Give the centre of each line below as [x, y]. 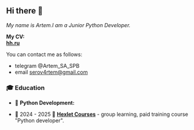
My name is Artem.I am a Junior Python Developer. [68, 25]
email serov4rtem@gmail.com [51, 72]
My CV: [15, 37]
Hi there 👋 [25, 11]
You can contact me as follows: [44, 54]
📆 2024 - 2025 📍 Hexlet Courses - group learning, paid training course [101, 114]
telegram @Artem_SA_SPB [47, 66]
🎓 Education [25, 87]
